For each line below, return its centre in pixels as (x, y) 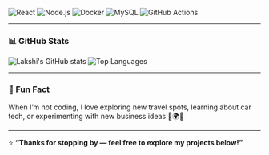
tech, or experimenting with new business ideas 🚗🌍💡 (96, 116)
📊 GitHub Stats (39, 41)
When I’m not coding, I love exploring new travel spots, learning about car (130, 107)
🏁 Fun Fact (29, 89)
